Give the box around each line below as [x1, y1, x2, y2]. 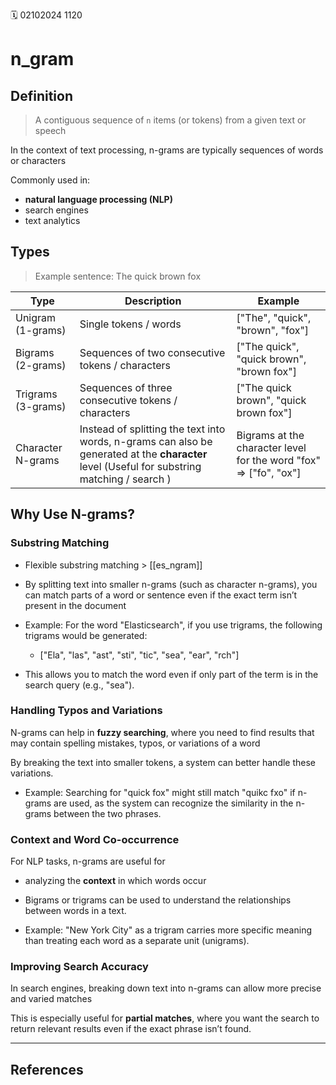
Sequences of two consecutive [79, 345, 226, 359]
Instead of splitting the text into [79, 422, 226, 436]
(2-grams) [15, 358, 67, 372]
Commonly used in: [10, 174, 91, 186]
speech [34, 125, 67, 136]
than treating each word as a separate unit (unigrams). [24, 935, 250, 947]
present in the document [24, 599, 127, 611]
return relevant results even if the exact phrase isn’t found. [10, 1023, 252, 1035]
